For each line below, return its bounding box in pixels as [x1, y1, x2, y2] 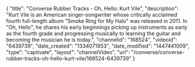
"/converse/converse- [131, 49, 185, 55]
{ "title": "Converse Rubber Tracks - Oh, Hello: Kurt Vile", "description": [6, 5, 179, 12]
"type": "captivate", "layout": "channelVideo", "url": [6, 49, 130, 55]
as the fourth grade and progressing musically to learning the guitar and [6, 30, 181, 37]
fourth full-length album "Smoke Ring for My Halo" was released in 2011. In [6, 18, 187, 24]
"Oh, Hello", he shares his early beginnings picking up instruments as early [6, 24, 187, 31]
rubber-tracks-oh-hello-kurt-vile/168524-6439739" [6, 55, 131, 62]
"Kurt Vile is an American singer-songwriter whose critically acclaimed [6, 11, 178, 18]
